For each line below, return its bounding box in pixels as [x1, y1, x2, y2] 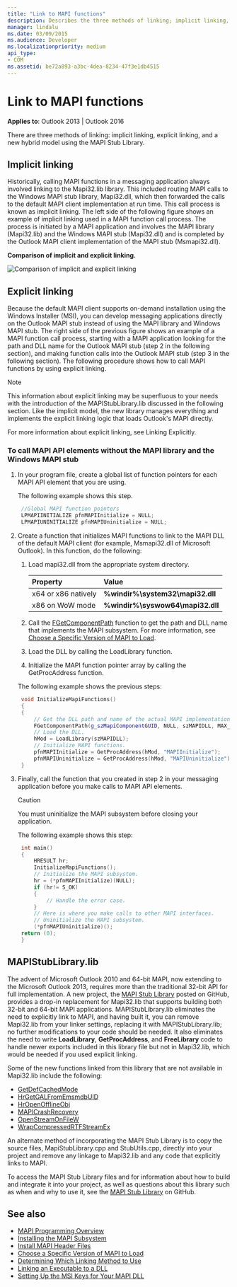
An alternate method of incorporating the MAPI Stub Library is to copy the [7, 1136, 223, 1145]
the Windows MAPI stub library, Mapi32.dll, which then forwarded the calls [7, 192, 225, 201]
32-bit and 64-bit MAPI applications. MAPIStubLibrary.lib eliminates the [7, 1005, 216, 1013]
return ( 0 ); [21, 930, 57, 937]
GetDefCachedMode [17, 1085, 79, 1093]
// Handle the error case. [46, 896, 126, 904]
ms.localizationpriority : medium [7, 43, 106, 50]
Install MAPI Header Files [17, 1242, 91, 1250]
